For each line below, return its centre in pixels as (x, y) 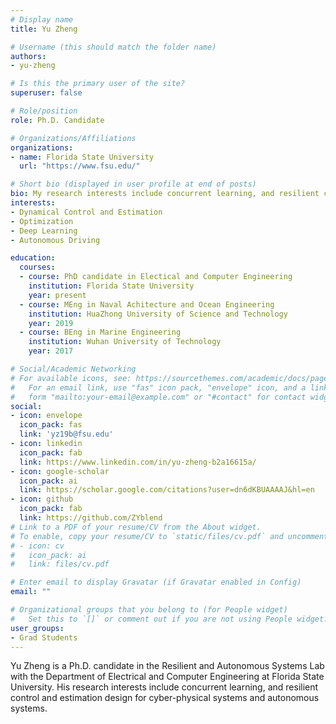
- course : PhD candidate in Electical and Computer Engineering (156, 277)
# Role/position (44, 111)
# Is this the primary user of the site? (98, 84)
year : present (57, 295)
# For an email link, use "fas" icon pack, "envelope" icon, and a (158, 387)
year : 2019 (51, 323)
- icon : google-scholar (60, 471)
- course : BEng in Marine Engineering (100, 332)
